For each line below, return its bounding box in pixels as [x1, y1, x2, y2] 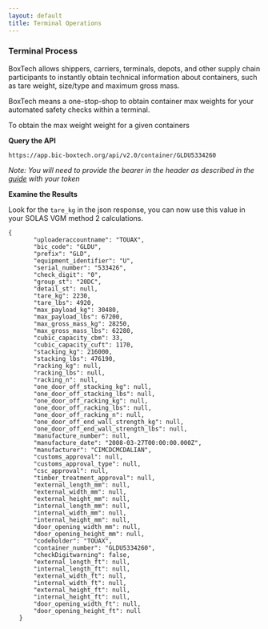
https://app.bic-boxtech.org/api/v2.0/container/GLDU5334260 [8, 151, 217, 159]
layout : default [8, 11, 62, 20]
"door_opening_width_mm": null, [33, 523, 142, 531]
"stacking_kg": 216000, [33, 347, 113, 356]
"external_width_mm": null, [33, 487, 127, 496]
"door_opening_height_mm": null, [33, 530, 146, 538]
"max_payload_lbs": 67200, [33, 313, 124, 321]
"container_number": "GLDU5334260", [33, 543, 156, 552]
